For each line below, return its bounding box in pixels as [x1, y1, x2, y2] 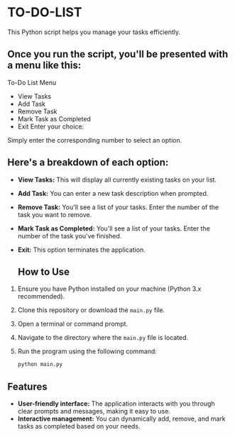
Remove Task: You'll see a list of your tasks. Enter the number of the [17, 203, 219, 211]
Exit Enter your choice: [17, 122, 84, 131]
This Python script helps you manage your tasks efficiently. [7, 28, 181, 36]
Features [7, 380, 48, 392]
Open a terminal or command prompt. [17, 320, 129, 328]
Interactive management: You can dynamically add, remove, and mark [17, 414, 226, 423]
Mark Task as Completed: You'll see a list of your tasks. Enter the [17, 224, 211, 233]
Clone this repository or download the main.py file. [17, 306, 165, 314]
